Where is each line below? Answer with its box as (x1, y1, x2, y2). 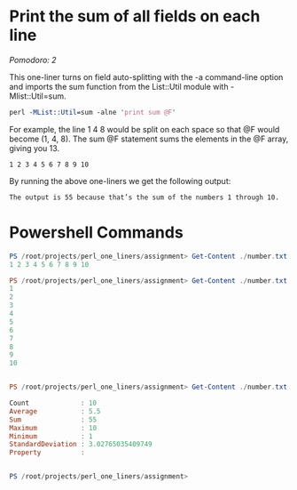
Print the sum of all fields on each (9, 6, 261, 27)
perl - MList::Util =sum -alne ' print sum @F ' (9, 108, 176, 116)
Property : (9, 448, 86, 457)
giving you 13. (9, 142, 60, 153)
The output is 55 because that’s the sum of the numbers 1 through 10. (9, 193, 279, 202)
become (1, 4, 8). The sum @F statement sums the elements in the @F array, (9, 133, 289, 144)
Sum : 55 (9, 415, 98, 424)
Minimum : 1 (9, 431, 93, 441)
